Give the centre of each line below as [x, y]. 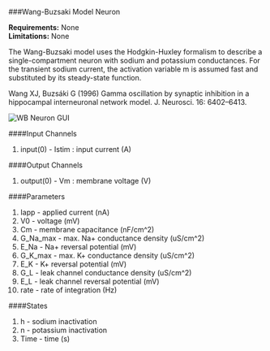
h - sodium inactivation [58, 321]
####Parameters [37, 197]
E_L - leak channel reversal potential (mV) [90, 281]
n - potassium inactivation [64, 330]
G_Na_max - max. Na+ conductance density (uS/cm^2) [112, 238]
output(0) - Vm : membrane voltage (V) [86, 181]
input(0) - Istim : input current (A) [76, 149]
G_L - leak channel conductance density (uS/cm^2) [106, 273]
